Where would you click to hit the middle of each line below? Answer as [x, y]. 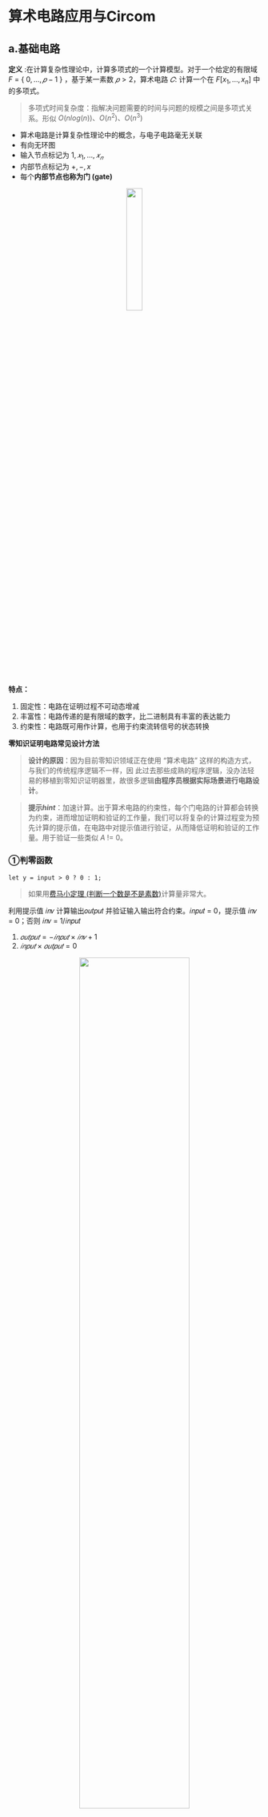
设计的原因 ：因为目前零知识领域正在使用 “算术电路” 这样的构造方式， [142, 761]
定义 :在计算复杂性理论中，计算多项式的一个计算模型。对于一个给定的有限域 [133, 69]
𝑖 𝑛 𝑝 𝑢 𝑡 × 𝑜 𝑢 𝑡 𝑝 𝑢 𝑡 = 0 [48, 945]
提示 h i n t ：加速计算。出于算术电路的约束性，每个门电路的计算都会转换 [143, 807]
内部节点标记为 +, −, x [55, 167]
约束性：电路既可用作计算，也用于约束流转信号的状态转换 [114, 726]
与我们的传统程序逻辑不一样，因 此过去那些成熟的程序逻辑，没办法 [138, 771]
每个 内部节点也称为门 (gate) [66, 176]
